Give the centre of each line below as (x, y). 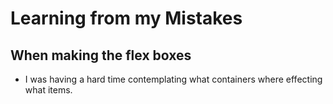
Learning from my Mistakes (126, 18)
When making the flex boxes (101, 55)
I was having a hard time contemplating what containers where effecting (173, 79)
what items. (48, 90)
